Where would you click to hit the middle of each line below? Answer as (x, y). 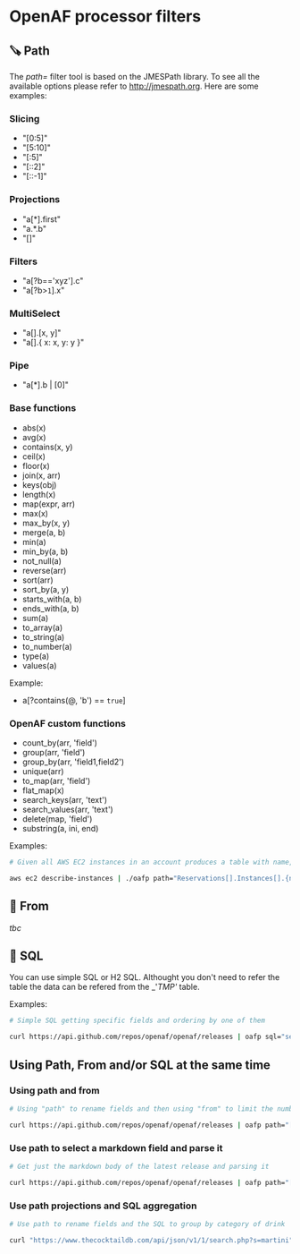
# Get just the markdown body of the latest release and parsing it (139, 1166)
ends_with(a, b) (50, 608)
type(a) (36, 656)
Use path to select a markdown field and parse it (116, 1147)
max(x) (35, 513)
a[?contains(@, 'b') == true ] (74, 700)
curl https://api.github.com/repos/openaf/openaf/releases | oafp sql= (145, 1037)
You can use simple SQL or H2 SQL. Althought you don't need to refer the (145, 977)
